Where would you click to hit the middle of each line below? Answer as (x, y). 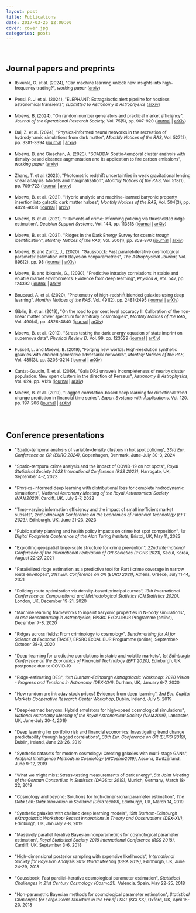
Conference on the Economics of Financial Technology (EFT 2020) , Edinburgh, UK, (98, 661)
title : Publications (31, 17)
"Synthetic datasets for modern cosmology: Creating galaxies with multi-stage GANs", (101, 754)
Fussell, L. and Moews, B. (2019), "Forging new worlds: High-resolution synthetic (96, 349)
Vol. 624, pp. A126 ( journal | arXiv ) (49, 381)
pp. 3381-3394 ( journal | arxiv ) (46, 142)
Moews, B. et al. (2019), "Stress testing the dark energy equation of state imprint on (98, 333)
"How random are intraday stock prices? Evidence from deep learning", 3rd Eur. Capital (102, 694)
